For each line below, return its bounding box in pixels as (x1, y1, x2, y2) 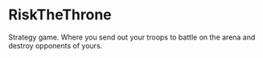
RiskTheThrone (8, 6, 113, 24)
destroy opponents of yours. (8, 40, 103, 50)
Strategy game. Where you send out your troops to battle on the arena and (8, 32, 256, 42)
